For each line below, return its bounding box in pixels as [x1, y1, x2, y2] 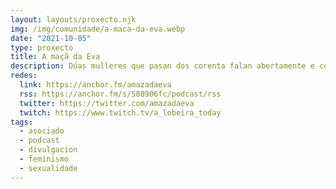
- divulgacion [19, 145, 78, 155]
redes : [10, 71, 38, 81]
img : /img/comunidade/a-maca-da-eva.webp [10, 24, 186, 34]
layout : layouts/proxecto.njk [10, 14, 137, 25]
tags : [10, 117, 33, 127]
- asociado [19, 126, 65, 136]
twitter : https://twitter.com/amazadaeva [19, 98, 195, 108]
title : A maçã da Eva [10, 52, 101, 62]
